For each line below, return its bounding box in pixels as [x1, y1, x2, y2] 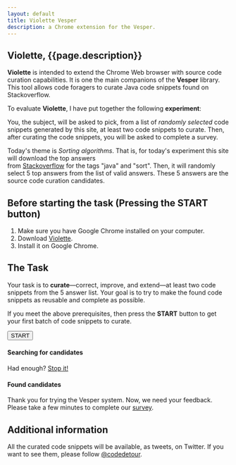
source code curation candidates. [7, 177, 105, 185]
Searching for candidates [7, 348, 83, 356]
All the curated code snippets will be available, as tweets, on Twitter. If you [7, 442, 224, 451]
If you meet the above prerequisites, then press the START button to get [7, 309, 217, 318]
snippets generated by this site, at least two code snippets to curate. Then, [7, 125, 225, 134]
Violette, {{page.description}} [7, 49, 143, 61]
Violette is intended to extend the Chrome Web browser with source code [7, 68, 222, 77]
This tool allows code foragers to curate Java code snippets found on [7, 83, 209, 92]
